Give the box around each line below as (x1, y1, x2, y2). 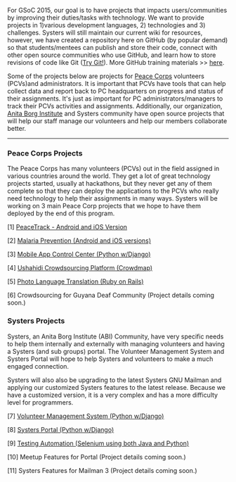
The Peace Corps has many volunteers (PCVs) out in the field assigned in (7, 165, 220, 173)
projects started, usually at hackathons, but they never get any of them (7, 179, 213, 188)
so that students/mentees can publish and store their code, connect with (7, 44, 218, 51)
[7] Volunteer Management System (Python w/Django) (7, 412, 164, 420)
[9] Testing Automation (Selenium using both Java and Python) (7, 439, 190, 448)
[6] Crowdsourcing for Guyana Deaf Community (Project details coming (7, 291, 215, 300)
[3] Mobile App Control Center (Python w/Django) (7, 250, 151, 259)
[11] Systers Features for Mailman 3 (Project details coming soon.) (7, 466, 198, 474)
